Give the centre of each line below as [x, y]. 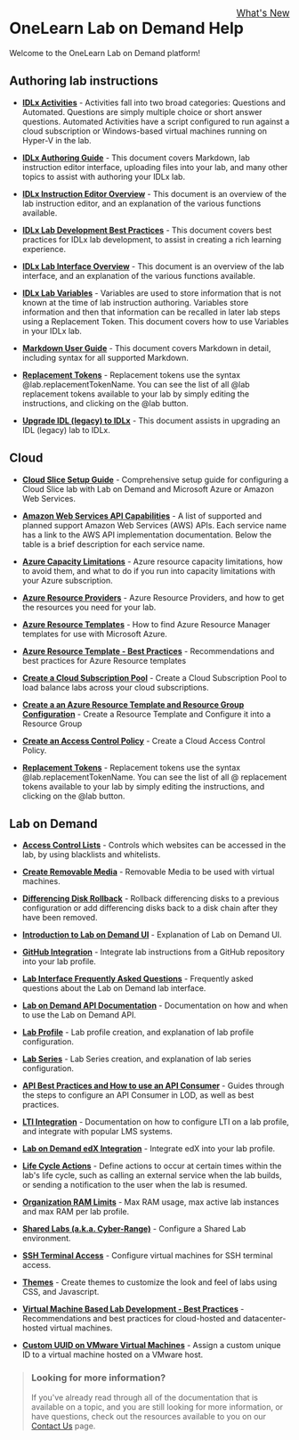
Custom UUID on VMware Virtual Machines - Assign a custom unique [151, 1346]
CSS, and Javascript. [61, 1292]
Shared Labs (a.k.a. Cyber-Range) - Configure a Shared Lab [134, 1229]
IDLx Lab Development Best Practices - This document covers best [147, 230]
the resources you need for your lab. [89, 607]
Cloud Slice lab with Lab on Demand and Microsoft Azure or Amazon [148, 489]
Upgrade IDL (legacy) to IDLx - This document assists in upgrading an [151, 421]
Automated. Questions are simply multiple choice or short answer [142, 111]
